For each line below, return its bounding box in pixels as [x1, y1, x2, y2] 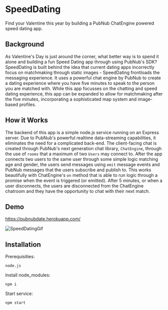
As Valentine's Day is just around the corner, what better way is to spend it [5, 53, 159, 59]
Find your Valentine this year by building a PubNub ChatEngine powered [5, 20, 154, 26]
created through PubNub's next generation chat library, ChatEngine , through [5, 145, 162, 151]
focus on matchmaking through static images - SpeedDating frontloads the [5, 69, 160, 75]
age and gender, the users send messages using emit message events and [5, 161, 160, 167]
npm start [5, 300, 26, 305]
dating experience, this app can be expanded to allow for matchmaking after [5, 90, 163, 96]
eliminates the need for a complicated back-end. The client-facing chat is [5, 140, 157, 146]
